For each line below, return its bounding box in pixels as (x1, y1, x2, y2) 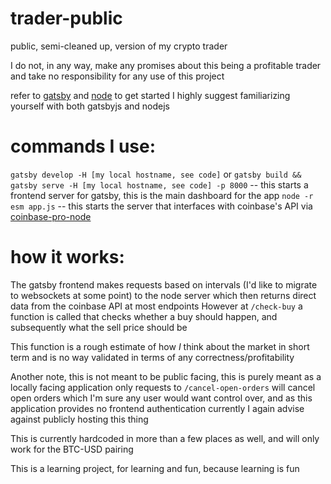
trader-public (10, 7, 123, 30)
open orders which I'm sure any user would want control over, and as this (10, 392, 313, 404)
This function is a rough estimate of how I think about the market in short (10, 340, 310, 352)
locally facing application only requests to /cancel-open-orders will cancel (10, 381, 316, 393)
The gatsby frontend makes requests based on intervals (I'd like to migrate (10, 278, 318, 291)
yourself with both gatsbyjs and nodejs (10, 100, 170, 112)
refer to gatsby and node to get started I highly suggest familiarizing (10, 89, 291, 101)
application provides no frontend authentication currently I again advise (10, 402, 305, 414)
